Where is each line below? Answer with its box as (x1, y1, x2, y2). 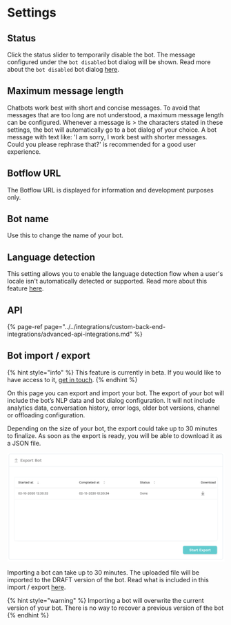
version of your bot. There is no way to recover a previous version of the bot (7, 604, 224, 612)
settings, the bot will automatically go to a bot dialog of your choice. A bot (7, 126, 217, 134)
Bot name (7, 213, 50, 225)
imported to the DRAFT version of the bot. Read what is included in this (7, 575, 209, 584)
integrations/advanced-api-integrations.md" (7, 330, 133, 339)
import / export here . (7, 583, 66, 591)
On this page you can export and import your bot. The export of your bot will (7, 388, 224, 397)
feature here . (7, 284, 44, 292)
